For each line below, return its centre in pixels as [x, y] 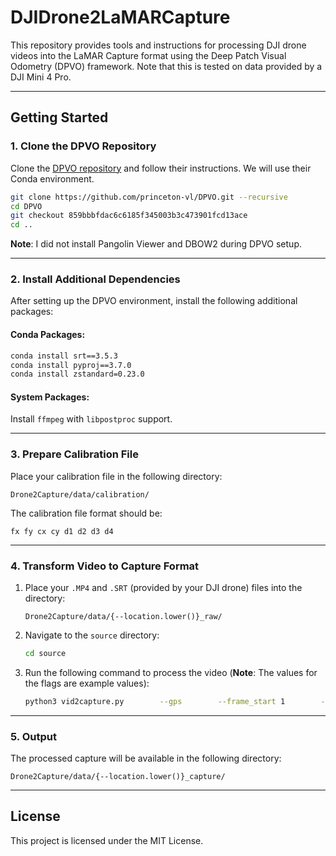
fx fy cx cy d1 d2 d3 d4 [62, 531]
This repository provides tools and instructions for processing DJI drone [158, 45]
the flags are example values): [87, 683]
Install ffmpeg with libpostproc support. [91, 419]
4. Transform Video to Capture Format [105, 566]
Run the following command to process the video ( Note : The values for [171, 672]
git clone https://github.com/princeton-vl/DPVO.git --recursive [149, 197]
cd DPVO [26, 206]
